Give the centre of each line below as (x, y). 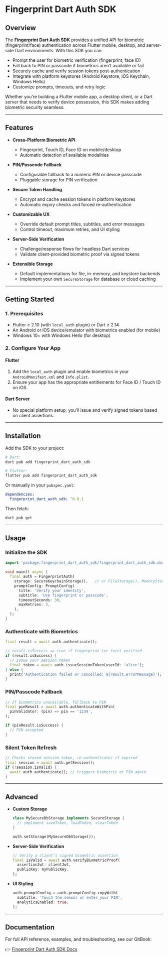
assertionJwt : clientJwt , (44, 865)
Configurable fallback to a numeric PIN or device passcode (81, 174)
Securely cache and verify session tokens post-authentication (76, 71)
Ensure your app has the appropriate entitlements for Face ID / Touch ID (86, 382)
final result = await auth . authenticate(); (51, 642)
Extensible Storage (33, 264)
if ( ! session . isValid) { (31, 767)
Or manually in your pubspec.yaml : (40, 485)
